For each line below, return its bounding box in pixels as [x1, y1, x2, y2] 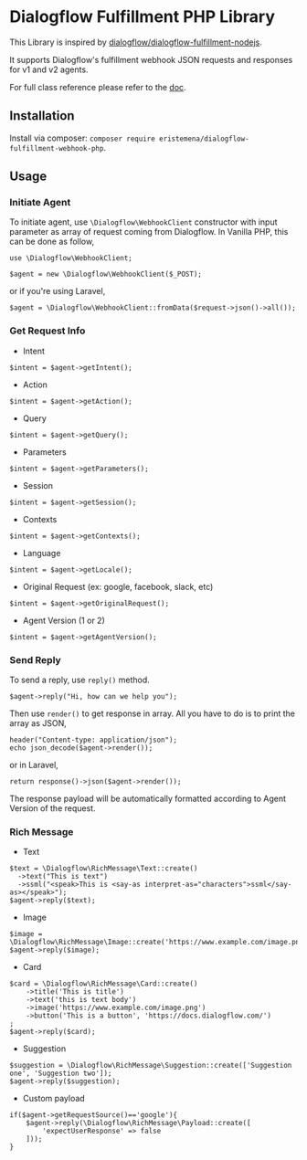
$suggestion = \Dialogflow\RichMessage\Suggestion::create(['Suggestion [9, 1061, 292, 1070]
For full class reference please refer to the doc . [9, 81, 186, 92]
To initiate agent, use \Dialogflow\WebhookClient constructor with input [9, 216, 278, 227]
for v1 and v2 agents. [9, 64, 89, 75]
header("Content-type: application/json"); [9, 735, 178, 745]
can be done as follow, [9, 236, 94, 248]
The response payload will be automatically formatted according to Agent [9, 793, 286, 805]
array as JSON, [9, 718, 67, 729]
